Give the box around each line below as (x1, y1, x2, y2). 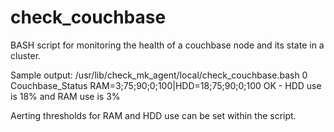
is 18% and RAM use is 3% (10, 90, 121, 102)
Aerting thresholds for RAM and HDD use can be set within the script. (10, 109, 297, 121)
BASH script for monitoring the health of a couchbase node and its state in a (10, 39, 325, 51)
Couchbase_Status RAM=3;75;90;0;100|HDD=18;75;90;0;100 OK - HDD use (10, 79, 322, 91)
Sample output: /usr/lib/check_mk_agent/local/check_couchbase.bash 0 (10, 69, 308, 81)
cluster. (10, 49, 42, 61)
